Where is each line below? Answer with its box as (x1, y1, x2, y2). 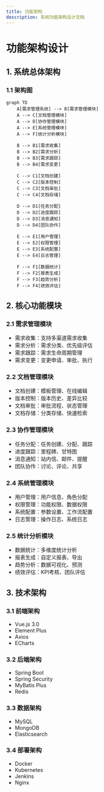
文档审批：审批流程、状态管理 (14, 402, 87, 409)
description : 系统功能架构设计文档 (6, 14, 84, 20)
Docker (14, 760, 33, 767)
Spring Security (14, 675, 53, 682)
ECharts (14, 639, 34, 646)
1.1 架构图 (6, 86, 33, 94)
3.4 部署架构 (6, 746, 43, 755)
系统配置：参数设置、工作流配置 (14, 508, 93, 515)
